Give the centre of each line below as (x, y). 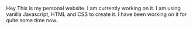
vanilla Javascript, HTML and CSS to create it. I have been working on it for (96, 14)
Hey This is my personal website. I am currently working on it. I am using (94, 8)
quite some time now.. (33, 20)
